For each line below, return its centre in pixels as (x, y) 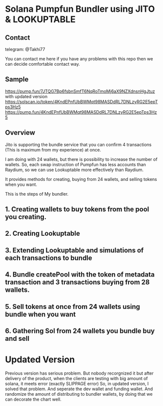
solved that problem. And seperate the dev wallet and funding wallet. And (79, 389)
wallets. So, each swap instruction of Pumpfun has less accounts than (76, 164)
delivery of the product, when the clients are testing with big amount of (76, 378)
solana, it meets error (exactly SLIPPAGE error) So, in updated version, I (77, 383)
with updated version (26, 96)
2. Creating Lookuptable (43, 234)
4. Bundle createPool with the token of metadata (80, 275)
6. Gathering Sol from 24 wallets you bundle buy (80, 331)
